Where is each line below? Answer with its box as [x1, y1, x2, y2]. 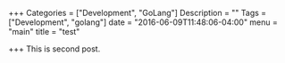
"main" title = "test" [8, 27, 80, 36]
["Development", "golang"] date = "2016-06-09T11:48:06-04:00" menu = [8, 17, 279, 28]
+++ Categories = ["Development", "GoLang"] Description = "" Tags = [8, 8, 267, 18]
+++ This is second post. [8, 43, 101, 54]
